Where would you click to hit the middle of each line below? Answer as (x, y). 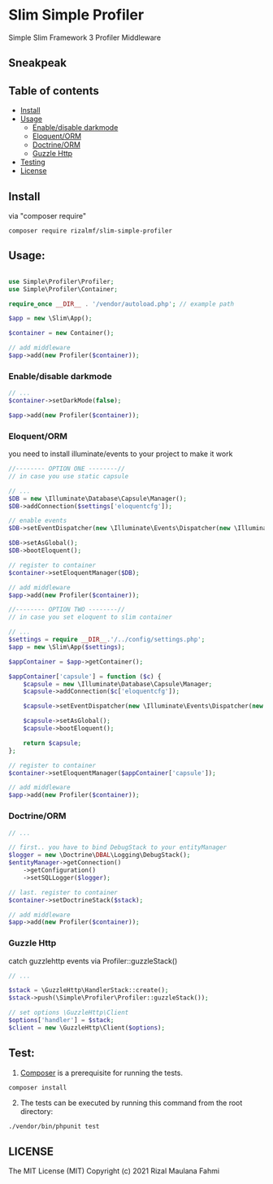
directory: (37, 1111)
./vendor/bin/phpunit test (54, 1126)
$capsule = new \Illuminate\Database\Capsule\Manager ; (118, 684)
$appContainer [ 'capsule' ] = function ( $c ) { (85, 677)
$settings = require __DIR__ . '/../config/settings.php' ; (107, 640)
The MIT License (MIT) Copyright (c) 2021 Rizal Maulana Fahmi (114, 1171)
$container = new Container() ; (61, 333)
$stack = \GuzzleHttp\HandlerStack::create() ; (89, 990)
